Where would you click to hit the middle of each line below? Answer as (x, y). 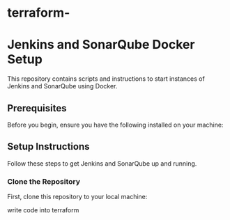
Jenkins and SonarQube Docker (101, 45)
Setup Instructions (48, 147)
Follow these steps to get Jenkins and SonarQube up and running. (102, 163)
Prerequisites (37, 108)
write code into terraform (43, 210)
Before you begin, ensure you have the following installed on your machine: (115, 125)
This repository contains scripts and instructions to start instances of (106, 79)
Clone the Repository (44, 181)
